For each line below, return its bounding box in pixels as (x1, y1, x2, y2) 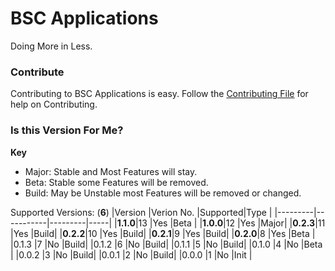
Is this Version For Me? (10, 123, 124, 137)
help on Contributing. (10, 98, 98, 111)
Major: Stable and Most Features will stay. (24, 165, 198, 177)
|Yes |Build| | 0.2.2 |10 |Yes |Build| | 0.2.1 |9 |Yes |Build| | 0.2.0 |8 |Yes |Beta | (10, 227, 316, 239)
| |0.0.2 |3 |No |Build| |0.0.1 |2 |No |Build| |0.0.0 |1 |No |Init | (10, 248, 253, 261)
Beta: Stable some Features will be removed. (24, 176, 209, 188)
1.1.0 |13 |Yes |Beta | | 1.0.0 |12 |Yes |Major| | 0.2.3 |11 (116, 217, 326, 229)
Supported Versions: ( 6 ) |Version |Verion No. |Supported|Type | (10, 206, 273, 218)
